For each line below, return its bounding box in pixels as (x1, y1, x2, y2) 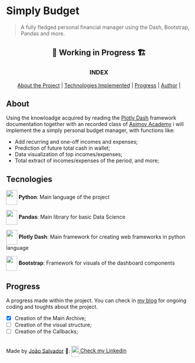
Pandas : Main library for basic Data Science (18, 213, 125, 220)
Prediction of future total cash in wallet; (14, 144, 111, 151)
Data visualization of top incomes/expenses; (14, 151, 123, 158)
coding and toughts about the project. (6, 303, 98, 311)
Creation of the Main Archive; (14, 315, 87, 322)
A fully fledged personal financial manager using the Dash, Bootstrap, (20, 24, 190, 31)
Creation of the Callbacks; (14, 328, 78, 335)
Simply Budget (6, 4, 80, 18)
